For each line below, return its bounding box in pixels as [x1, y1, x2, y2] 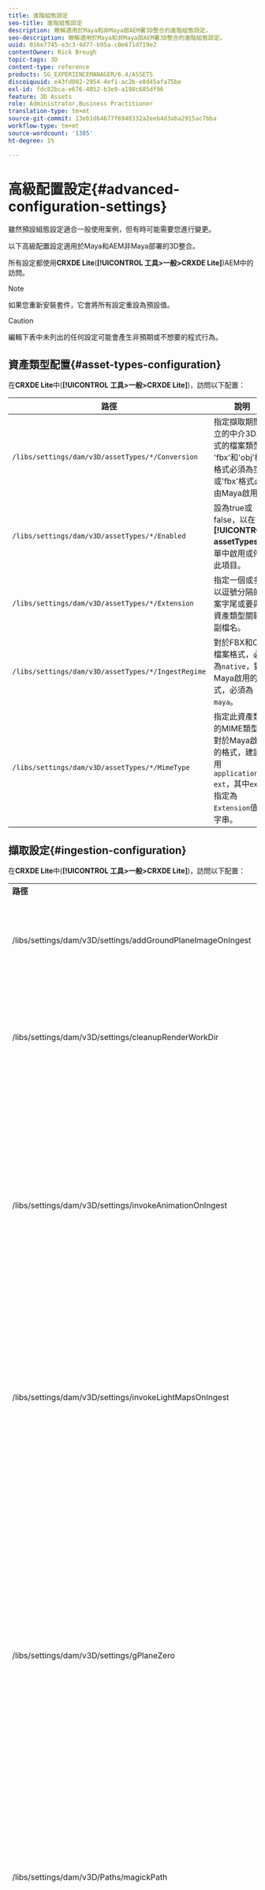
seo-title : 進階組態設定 [8, 19, 83, 27]
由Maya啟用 [213, 488, 258, 499]
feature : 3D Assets [8, 93, 73, 101]
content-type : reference [8, 63, 90, 71]
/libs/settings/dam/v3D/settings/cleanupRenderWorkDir [12, 1032, 219, 1043]
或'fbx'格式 [213, 476, 255, 487]
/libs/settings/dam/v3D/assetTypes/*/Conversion [12, 453, 199, 461]
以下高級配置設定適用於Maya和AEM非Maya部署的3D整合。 [8, 241, 200, 251]
